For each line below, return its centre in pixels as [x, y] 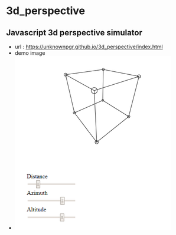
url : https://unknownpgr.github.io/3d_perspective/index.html [89, 47]
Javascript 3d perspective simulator [74, 33]
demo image [30, 53]
